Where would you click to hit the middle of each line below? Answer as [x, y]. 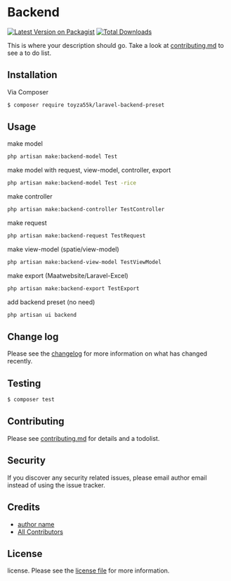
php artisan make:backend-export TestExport [73, 288]
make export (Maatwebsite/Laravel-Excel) [68, 275]
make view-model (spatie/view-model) [63, 249]
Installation [32, 75]
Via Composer [28, 92]
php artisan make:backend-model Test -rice [72, 183]
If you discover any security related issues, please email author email [107, 477]
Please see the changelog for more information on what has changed [107, 354]
